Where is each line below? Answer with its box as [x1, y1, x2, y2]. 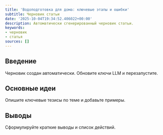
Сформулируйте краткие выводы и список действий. [5, 124, 116, 130]
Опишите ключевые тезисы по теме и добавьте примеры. [5, 97, 126, 103]
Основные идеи [5, 84, 56, 92]
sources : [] [5, 39, 29, 44]
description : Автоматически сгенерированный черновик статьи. [5, 21, 134, 26]
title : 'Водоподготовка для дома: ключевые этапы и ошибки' [5, 7, 130, 12]
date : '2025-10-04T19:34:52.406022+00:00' [5, 16, 92, 21]
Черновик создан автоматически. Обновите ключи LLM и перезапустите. [5, 70, 158, 76]
